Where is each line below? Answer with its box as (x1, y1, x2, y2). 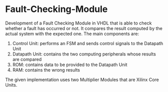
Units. (5, 81, 18, 88)
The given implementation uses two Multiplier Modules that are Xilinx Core (5, 76, 159, 82)
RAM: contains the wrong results (12, 66, 80, 73)
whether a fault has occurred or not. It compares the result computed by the (5, 25, 163, 31)
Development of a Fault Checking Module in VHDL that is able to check (5, 20, 152, 26)
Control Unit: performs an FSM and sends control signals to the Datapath (12, 40, 163, 46)
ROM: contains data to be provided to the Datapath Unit (12, 61, 128, 67)
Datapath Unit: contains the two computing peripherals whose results (12, 51, 156, 57)
